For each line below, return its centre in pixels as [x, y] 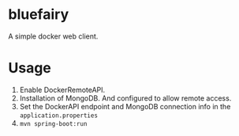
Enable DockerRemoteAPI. [62, 90]
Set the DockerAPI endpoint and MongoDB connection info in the [125, 106]
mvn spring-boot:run [53, 123]
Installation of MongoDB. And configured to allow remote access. [125, 98]
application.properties [59, 116]
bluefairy [39, 15]
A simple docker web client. [53, 36]
